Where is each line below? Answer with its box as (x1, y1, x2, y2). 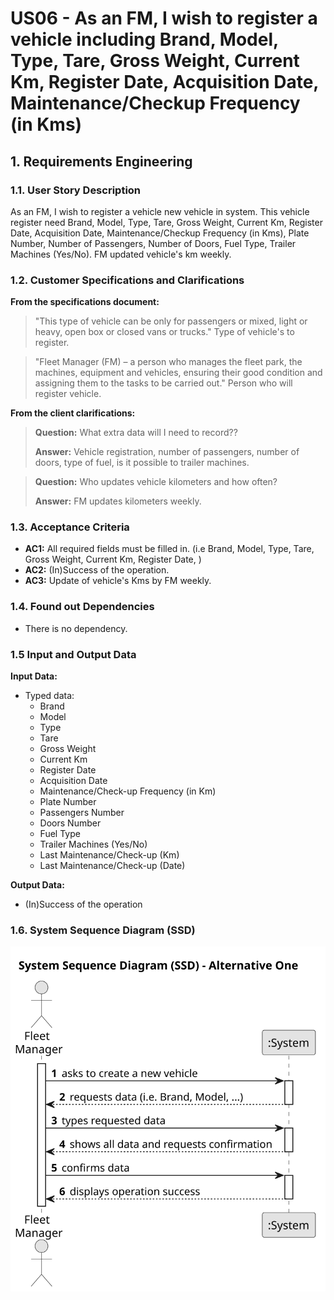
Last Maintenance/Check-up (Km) (39, 849, 180, 861)
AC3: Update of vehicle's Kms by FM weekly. (24, 575, 212, 587)
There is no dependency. (24, 622, 128, 634)
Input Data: (10, 670, 58, 682)
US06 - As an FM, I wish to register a (10, 7, 318, 30)
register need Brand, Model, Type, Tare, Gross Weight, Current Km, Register (10, 216, 323, 228)
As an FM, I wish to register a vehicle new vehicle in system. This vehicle (10, 205, 310, 217)
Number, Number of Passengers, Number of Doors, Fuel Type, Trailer (10, 237, 297, 249)
